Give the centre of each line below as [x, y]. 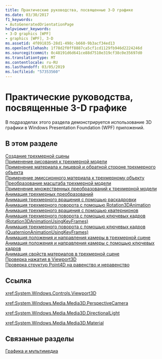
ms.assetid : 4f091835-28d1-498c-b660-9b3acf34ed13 [60, 43]
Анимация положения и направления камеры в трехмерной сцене [78, 237]
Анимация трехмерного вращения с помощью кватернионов [72, 210]
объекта [14, 172]
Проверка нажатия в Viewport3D [41, 259]
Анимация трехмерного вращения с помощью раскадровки [71, 199]
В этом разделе [32, 144]
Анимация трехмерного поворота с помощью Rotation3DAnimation [78, 205]
